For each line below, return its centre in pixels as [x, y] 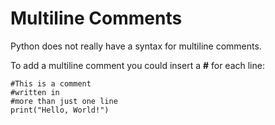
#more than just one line [64, 101]
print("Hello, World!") [60, 110]
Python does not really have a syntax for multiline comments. [136, 46]
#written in [35, 92]
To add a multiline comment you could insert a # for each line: [137, 65]
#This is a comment [51, 83]
